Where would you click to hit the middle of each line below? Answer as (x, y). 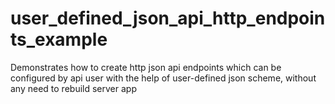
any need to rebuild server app (73, 88)
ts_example (59, 39)
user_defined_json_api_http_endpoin (168, 18)
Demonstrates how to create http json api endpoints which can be (146, 67)
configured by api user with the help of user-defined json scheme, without (163, 78)
